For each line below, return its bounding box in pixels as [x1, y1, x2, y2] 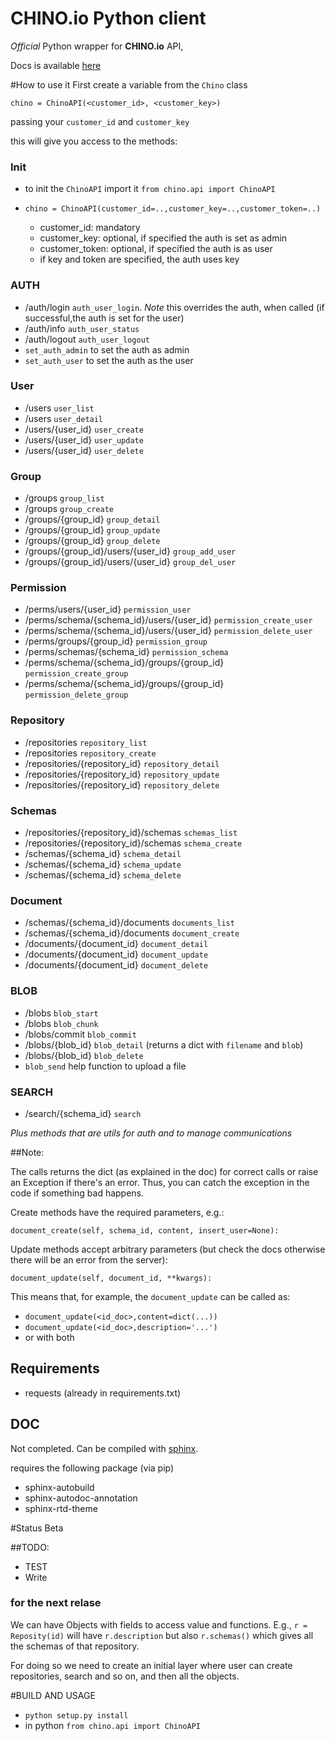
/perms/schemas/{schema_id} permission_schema [24, 646, 229, 658]
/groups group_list [24, 492, 105, 504]
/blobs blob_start [24, 1007, 99, 1019]
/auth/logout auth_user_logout [24, 333, 150, 345]
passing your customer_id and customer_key [10, 115, 190, 127]
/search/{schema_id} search [24, 1107, 142, 1119]
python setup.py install [24, 1710, 129, 1721]
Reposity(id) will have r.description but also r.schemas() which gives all [10, 1629, 314, 1641]
